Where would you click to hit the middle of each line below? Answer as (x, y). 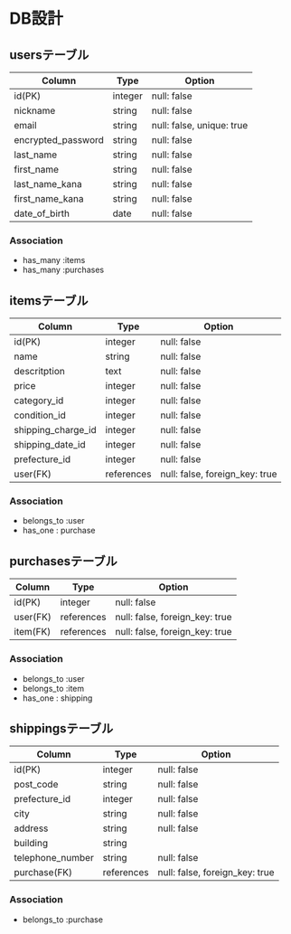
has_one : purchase (59, 531)
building (31, 844)
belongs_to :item (53, 688)
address (31, 828)
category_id (39, 401)
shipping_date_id (50, 445)
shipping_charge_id (55, 430)
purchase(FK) (43, 873)
